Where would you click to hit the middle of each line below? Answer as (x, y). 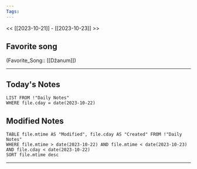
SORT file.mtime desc (33, 155)
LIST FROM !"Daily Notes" (38, 98)
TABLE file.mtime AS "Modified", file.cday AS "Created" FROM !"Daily (94, 134)
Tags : (13, 11)
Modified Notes (35, 121)
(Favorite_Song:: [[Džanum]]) (41, 61)
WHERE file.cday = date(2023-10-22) (51, 103)
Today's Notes (33, 84)
